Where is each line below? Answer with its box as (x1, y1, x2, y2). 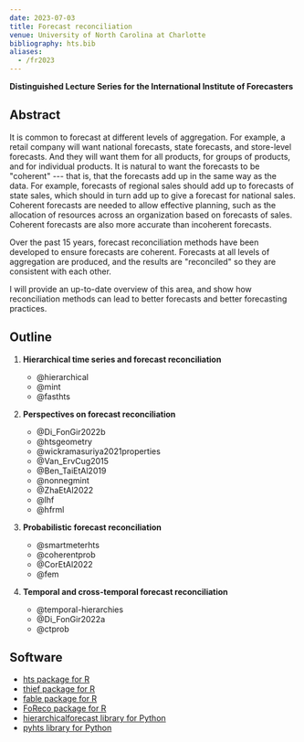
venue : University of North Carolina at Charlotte (9, 30, 206, 39)
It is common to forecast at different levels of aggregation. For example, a (9, 132, 286, 143)
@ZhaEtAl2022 (36, 484, 94, 495)
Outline (9, 330, 52, 345)
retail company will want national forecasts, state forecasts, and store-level (9, 141, 292, 152)
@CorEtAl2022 (36, 558, 93, 569)
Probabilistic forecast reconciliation (22, 522, 162, 533)
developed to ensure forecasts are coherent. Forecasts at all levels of (9, 246, 270, 257)
